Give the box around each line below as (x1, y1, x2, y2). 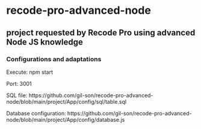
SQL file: (6, 91, 28, 99)
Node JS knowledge (6, 37, 83, 47)
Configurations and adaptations (6, 55, 102, 63)
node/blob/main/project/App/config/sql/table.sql (6, 98, 127, 105)
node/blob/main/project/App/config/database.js (6, 116, 125, 123)
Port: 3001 (6, 80, 32, 87)
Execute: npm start (6, 68, 53, 76)
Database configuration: (6, 109, 66, 117)
